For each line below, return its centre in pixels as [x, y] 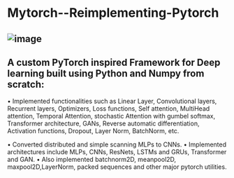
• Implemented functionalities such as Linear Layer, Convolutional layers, [112, 101]
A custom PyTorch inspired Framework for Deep [114, 62]
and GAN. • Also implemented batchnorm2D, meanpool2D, [92, 160]
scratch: [26, 84]
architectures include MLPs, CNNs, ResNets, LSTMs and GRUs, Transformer [117, 152]
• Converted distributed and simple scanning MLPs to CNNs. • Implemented [117, 144]
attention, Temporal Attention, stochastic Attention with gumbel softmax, [111, 116]
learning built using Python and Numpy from [106, 73]
